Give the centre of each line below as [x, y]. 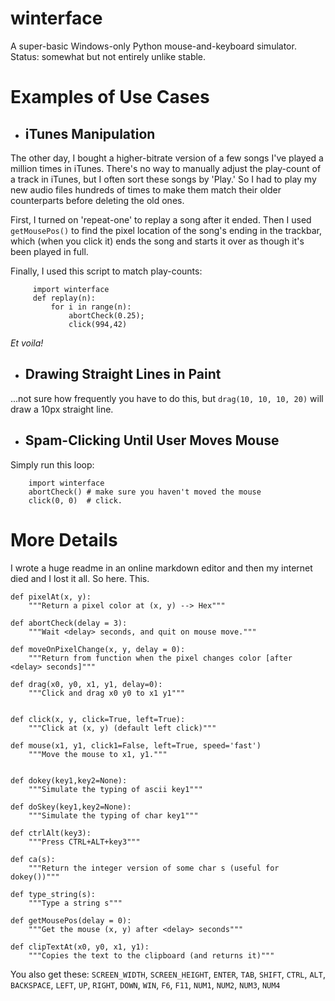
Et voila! [27, 343]
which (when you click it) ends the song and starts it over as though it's [157, 241]
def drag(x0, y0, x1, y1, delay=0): [86, 684]
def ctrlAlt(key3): [51, 833]
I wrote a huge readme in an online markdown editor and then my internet [161, 568]
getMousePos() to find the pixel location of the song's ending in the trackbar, [166, 230]
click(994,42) [98, 324]
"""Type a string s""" [75, 903]
